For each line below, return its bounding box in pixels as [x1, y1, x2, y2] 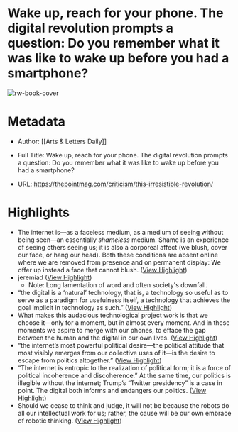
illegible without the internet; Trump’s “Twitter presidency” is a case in [17, 378, 222, 387]
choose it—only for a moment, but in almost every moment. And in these [17, 318, 230, 327]
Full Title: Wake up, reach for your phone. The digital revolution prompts [17, 150, 229, 159]
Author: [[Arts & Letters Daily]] [17, 137, 107, 145]
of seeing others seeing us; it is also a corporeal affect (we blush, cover [17, 243, 228, 251]
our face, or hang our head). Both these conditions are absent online [17, 250, 219, 259]
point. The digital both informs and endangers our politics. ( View [17, 386, 207, 394]
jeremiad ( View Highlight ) [17, 273, 92, 282]
